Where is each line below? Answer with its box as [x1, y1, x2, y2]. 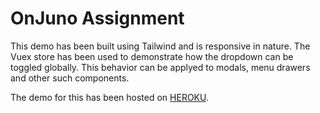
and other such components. [10, 72, 130, 84]
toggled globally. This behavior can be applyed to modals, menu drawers [10, 61, 311, 73]
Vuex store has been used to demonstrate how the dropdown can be [10, 50, 294, 62]
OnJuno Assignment [10, 7, 185, 30]
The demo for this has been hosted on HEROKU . [10, 91, 209, 103]
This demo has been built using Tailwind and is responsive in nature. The [10, 40, 311, 52]
